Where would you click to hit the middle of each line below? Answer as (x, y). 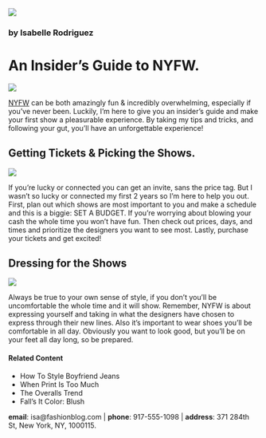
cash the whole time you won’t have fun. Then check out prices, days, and (130, 221)
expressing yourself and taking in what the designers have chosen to (121, 314)
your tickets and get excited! (55, 238)
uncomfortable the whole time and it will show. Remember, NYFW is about (129, 306)
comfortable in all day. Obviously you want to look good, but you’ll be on (127, 331)
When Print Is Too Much (59, 384)
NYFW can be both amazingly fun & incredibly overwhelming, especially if (129, 102)
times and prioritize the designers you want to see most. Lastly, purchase (128, 230)
